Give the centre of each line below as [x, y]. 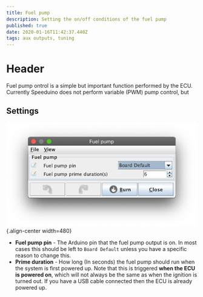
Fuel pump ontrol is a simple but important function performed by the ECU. [99, 86]
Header [25, 69]
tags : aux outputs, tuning [40, 38]
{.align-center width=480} [39, 231]
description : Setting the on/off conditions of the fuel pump [86, 19]
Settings [23, 111]
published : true [27, 25]
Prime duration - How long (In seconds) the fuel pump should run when [105, 262]
